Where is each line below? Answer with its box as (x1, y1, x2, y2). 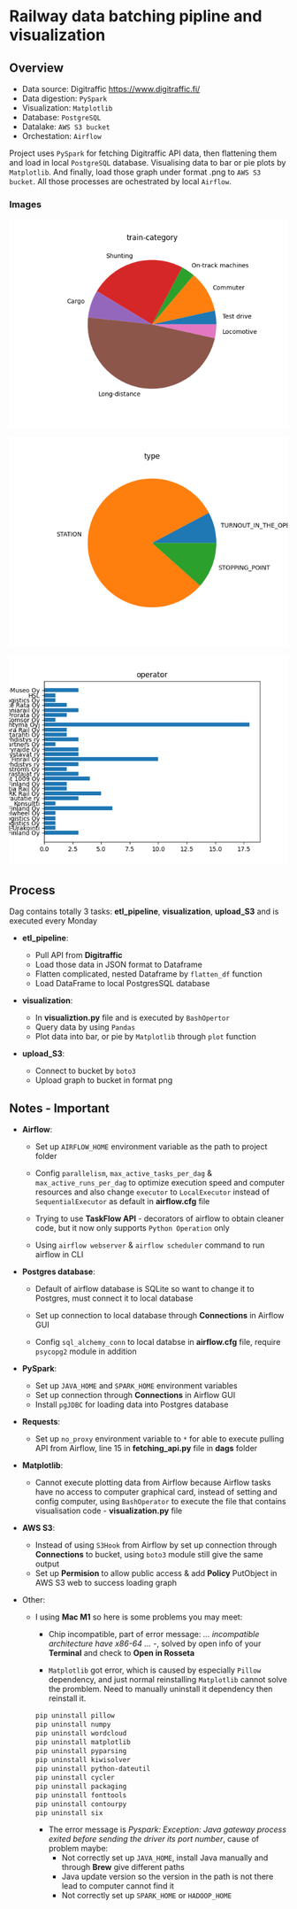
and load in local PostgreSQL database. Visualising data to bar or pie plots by (9, 158, 286, 167)
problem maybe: (48, 1843, 109, 1853)
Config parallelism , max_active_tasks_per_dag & (34, 1167, 213, 1179)
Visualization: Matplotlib (21, 103, 113, 112)
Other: (21, 1594, 46, 1604)
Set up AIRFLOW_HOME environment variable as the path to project (34, 1140, 268, 1152)
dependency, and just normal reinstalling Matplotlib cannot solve (48, 1673, 287, 1684)
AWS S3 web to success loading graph (34, 1577, 178, 1588)
